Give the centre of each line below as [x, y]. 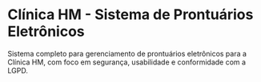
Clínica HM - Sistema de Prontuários [130, 15]
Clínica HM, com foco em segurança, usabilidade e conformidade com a [126, 62]
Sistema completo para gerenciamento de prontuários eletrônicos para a [127, 53]
